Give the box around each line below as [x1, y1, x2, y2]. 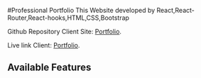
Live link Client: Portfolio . [7, 41, 80, 49]
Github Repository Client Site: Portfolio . [7, 28, 122, 35]
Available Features [7, 62, 92, 74]
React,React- [156, 6, 195, 14]
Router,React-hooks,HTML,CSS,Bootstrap [7, 13, 130, 22]
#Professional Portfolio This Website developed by [7, 6, 156, 14]
